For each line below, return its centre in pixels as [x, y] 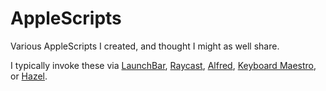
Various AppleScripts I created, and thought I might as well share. [145, 46]
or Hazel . [29, 76]
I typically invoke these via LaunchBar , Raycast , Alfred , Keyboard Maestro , [163, 65]
